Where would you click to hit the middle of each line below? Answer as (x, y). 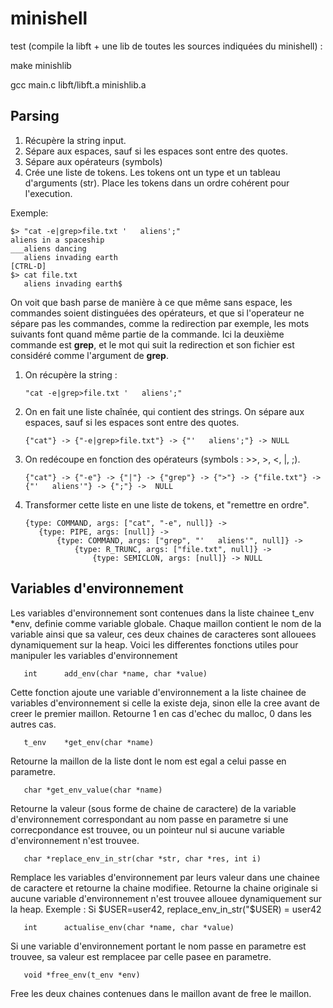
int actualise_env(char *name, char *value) (129, 927)
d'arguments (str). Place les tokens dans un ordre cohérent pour (157, 183)
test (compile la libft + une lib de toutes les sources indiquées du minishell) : (166, 46)
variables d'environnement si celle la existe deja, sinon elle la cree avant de (165, 703)
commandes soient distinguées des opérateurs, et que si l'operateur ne (157, 313)
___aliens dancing (48, 248)
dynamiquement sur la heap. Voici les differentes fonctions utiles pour (154, 644)
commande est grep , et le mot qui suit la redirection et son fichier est (152, 344)
